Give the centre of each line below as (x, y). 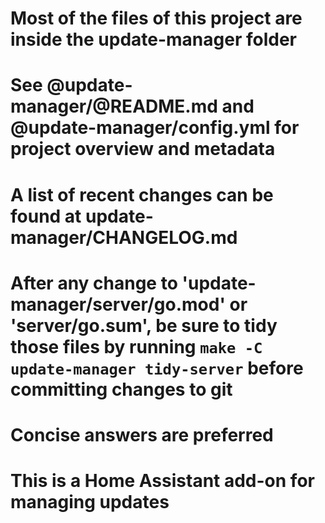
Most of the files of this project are (156, 18)
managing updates (90, 502)
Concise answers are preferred (142, 434)
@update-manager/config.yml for (155, 128)
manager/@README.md (114, 106)
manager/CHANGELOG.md (124, 237)
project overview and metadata (143, 149)
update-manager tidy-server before (157, 368)
